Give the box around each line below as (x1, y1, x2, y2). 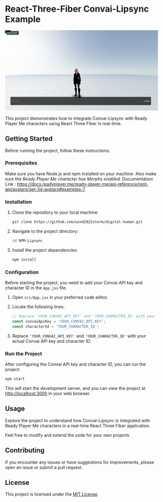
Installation (5, 198, 33, 205)
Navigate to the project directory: (12, 228, 79, 234)
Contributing (5, 446, 45, 455)
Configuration (5, 269, 39, 276)
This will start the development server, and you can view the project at (5, 385, 146, 391)
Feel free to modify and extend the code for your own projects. (5, 432, 131, 438)
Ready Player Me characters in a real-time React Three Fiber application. (5, 423, 150, 428)
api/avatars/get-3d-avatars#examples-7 (5, 186, 85, 192)
